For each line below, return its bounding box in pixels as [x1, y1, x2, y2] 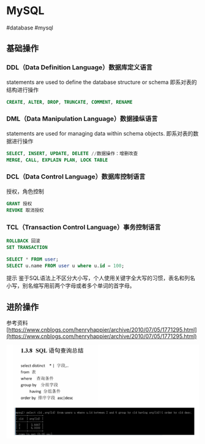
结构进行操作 [6, 86, 39, 93]
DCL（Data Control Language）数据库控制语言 [6, 172, 146, 181]
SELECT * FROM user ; [6, 256, 59, 262]
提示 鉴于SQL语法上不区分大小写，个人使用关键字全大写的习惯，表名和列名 [6, 274, 196, 282]
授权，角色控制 [6, 188, 44, 195]
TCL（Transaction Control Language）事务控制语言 [6, 223, 161, 231]
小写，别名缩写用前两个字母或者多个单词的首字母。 [6, 282, 135, 289]
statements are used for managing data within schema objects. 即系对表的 [6, 129, 194, 137]
